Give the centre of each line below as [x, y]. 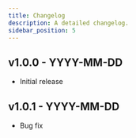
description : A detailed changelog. [68, 23]
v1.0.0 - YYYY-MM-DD [66, 62]
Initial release [41, 82]
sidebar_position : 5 [42, 30]
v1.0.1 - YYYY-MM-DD [64, 107]
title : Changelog [37, 15]
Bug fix [31, 125]
